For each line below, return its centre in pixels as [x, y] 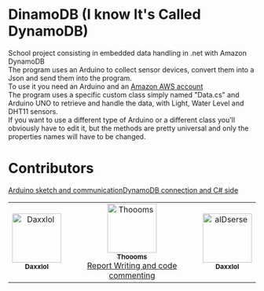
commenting [132, 275]
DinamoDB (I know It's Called [105, 15]
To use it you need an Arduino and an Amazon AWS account [106, 86]
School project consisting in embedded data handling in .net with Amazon [128, 53]
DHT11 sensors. [33, 111]
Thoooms [132, 256]
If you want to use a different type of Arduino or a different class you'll [122, 120]
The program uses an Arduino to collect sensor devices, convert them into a [131, 69]
